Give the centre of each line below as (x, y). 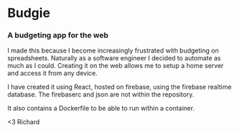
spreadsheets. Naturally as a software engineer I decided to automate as (114, 58)
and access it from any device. (52, 73)
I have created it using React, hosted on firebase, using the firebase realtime (119, 87)
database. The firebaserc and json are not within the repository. (101, 94)
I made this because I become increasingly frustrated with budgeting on (113, 50)
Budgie (29, 13)
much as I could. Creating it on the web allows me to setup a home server (116, 66)
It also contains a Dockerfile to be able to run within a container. (101, 109)
